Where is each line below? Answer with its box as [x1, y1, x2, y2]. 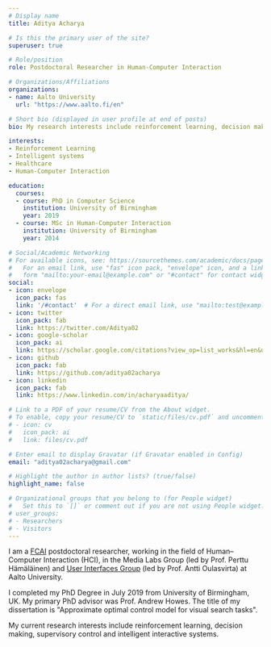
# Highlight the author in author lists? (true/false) [8, 473, 197, 481]
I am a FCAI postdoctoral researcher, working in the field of [8, 546, 205, 557]
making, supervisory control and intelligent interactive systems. [8, 629, 219, 639]
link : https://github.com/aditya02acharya [15, 369, 161, 377]
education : [8, 182, 45, 190]
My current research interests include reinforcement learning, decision [8, 620, 244, 630]
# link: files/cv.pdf [8, 436, 89, 444]
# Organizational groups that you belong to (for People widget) [8, 495, 232, 503]
